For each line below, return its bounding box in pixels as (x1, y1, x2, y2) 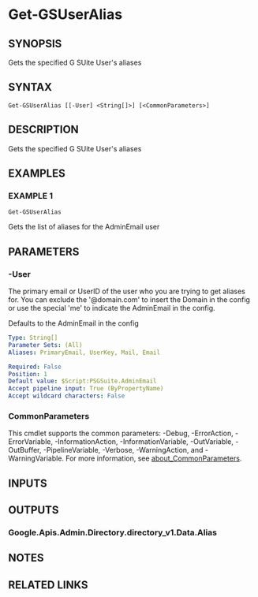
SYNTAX (8, 80, 53, 94)
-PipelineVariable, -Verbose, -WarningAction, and (43, 446, 204, 455)
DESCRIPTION (8, 123, 79, 136)
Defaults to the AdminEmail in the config (8, 319, 140, 328)
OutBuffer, (8, 446, 42, 455)
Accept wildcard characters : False (8, 392, 125, 400)
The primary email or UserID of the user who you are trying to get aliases (8, 286, 246, 296)
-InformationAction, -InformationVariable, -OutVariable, (54, 437, 234, 446)
